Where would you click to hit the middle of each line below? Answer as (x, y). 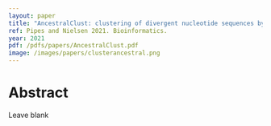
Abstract (38, 93)
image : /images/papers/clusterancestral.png (84, 53)
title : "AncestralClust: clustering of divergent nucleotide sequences (131, 23)
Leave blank (29, 115)
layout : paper (32, 16)
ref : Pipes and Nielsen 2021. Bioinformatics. (88, 30)
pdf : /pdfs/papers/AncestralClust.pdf (73, 46)
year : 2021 (27, 38)
